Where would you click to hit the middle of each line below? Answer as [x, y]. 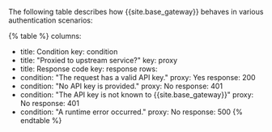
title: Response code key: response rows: [89, 69]
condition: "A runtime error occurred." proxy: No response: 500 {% [131, 112]
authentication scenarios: [51, 20]
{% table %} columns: [45, 36]
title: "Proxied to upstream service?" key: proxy [99, 60]
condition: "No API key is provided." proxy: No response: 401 [121, 86]
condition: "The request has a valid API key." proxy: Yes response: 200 [138, 77]
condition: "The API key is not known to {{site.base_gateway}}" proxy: [137, 95]
